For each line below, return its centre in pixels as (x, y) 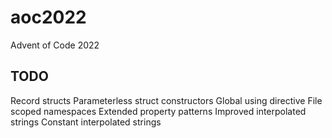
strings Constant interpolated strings (86, 122)
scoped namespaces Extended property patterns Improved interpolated (158, 111)
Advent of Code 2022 (55, 45)
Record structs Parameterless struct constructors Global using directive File (166, 100)
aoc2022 (48, 17)
